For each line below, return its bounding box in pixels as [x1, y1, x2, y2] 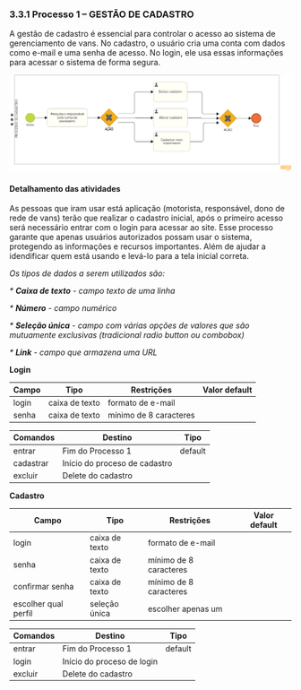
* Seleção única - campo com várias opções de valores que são [9, 320, 250, 331]
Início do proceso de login [62, 656, 159, 667]
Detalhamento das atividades [9, 183, 121, 194]
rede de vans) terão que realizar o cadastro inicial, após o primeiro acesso [9, 212, 284, 223]
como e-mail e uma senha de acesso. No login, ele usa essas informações [9, 47, 284, 58]
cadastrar [13, 457, 49, 469]
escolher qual [13, 599, 64, 609]
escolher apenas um [147, 603, 223, 614]
